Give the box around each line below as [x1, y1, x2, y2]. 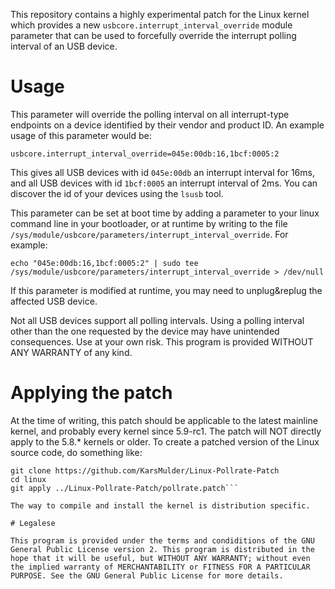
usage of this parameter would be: [10, 129, 152, 141]
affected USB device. [10, 295, 98, 307]
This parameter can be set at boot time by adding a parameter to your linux [10, 207, 320, 219]
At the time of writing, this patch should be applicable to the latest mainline [10, 414, 318, 426]
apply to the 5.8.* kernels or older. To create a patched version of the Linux [10, 435, 320, 448]
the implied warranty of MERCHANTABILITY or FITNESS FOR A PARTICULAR [10, 562, 311, 572]
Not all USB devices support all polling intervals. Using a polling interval [10, 314, 305, 326]
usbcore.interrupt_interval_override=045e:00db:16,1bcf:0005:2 [10, 149, 280, 159]
